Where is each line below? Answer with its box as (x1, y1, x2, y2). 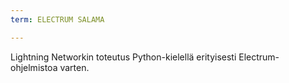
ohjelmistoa (10, 61, 58, 73)
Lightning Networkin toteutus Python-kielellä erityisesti (10, 51, 237, 63)
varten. (59, 61, 90, 73)
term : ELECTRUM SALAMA (10, 14, 105, 25)
